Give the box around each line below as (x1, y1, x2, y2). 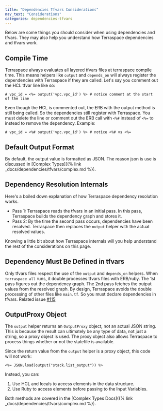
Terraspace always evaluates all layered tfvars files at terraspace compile (5, 67, 152, 73)
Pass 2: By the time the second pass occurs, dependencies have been (12, 218, 153, 224)
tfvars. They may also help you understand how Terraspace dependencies (5, 35, 154, 40)
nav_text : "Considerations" (5, 12, 62, 17)
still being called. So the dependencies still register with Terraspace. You (5, 110, 150, 116)
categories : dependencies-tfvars (5, 16, 73, 21)
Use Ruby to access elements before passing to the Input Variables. (12, 386, 148, 392)
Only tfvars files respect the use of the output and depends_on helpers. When (5, 270, 158, 276)
